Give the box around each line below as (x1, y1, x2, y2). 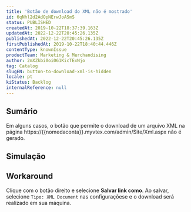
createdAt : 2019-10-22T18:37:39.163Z (6, 25, 99, 31)
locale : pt (6, 74, 33, 80)
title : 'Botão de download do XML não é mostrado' (6, 8, 133, 15)
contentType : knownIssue (6, 47, 67, 53)
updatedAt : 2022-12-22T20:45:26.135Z (6, 30, 99, 36)
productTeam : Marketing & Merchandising (6, 52, 107, 58)
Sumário (6, 107, 38, 117)
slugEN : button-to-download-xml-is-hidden (6, 69, 112, 74)
